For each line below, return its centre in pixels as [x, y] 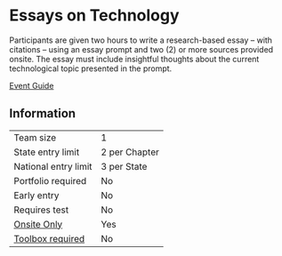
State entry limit [47, 152]
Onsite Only [38, 224]
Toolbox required [49, 238]
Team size [35, 137]
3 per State [124, 166]
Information [43, 113]
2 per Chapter [130, 152]
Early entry [36, 195]
